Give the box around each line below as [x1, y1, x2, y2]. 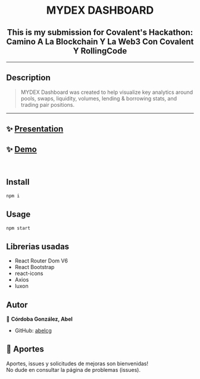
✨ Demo [6, 144, 37, 154]
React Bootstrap [14, 264, 55, 271]
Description [6, 72, 51, 83]
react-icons [14, 270, 43, 277]
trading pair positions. [20, 101, 75, 108]
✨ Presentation [6, 124, 64, 134]
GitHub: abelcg [14, 327, 52, 334]
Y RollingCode [73, 46, 127, 56]
